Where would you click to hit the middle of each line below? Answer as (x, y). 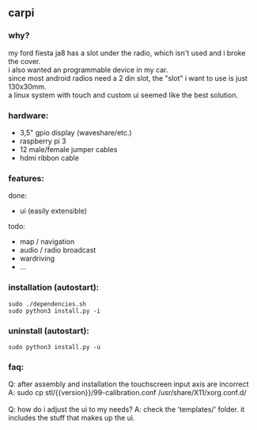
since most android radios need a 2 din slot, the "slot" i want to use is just (128, 78)
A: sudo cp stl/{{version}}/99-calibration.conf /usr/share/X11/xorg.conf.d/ (127, 393)
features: (26, 178)
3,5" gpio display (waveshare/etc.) (76, 132)
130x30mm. (27, 86)
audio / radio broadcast (58, 250)
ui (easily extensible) (53, 211)
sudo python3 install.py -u (55, 347)
